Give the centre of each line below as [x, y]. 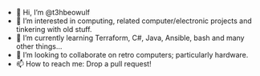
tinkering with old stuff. [54, 29]
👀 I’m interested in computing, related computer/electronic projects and [134, 21]
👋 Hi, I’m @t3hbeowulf [53, 12]
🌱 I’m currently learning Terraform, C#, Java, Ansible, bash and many [130, 38]
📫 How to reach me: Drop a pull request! [83, 64]
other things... [39, 46]
